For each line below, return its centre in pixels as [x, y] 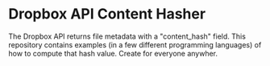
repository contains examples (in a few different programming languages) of [135, 44]
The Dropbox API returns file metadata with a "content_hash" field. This [127, 36]
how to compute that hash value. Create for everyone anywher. [113, 53]
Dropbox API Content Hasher [107, 14]
